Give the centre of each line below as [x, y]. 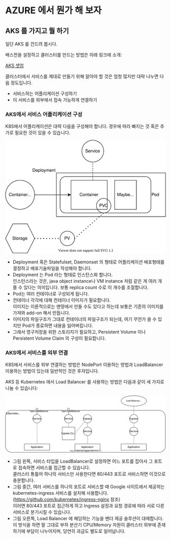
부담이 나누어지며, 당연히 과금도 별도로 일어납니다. [76, 531]
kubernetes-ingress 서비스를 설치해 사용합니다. [60, 493]
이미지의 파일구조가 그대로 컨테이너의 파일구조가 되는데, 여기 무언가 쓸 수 [84, 319]
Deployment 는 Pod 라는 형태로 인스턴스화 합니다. [63, 275]
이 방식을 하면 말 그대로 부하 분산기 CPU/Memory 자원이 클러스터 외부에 [84, 525]
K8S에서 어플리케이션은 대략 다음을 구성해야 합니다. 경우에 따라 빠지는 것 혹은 [82, 126]
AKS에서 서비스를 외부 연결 [37, 352]
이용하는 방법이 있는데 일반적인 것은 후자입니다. [52, 371]
